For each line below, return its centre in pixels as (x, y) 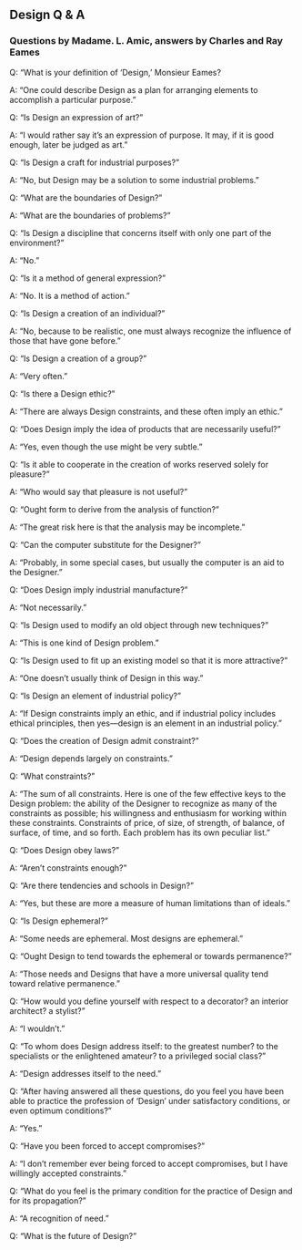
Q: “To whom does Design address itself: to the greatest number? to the (144, 1046)
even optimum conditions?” (60, 1111)
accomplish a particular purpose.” (73, 99)
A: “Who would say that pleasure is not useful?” (99, 491)
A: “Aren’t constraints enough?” (68, 868)
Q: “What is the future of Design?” (73, 1235)
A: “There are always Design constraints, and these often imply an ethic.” (146, 411)
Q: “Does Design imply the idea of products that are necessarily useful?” (145, 429)
